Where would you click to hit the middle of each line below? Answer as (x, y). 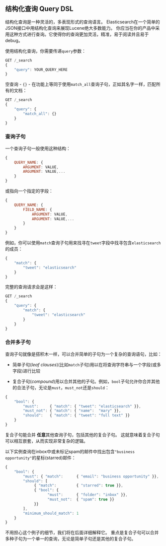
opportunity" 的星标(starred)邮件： (41, 458)
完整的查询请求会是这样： (31, 287)
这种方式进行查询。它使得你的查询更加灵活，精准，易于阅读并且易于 (79, 34)
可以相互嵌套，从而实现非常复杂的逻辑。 (46, 441)
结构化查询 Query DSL (39, 9)
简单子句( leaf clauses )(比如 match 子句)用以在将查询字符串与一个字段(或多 (87, 364)
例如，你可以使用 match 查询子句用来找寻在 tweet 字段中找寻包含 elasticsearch (83, 243)
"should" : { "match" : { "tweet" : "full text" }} (77, 415)
